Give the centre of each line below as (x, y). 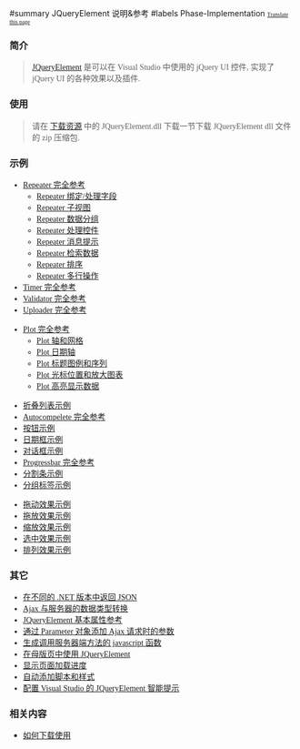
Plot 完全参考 (46, 329)
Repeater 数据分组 (67, 219)
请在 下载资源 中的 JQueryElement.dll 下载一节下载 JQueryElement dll (153, 126)
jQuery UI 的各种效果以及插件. (86, 79)
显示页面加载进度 (55, 666)
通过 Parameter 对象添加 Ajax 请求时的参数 (98, 632)
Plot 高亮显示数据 (68, 386)
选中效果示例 (46, 538)
